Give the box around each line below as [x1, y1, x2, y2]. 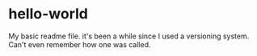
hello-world [8, 5, 89, 23]
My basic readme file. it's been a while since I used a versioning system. [8, 31, 250, 41]
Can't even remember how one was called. [8, 39, 151, 49]
